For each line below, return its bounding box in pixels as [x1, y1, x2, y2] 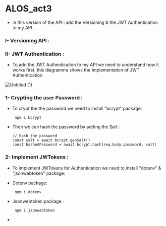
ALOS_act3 [5, 3, 52, 14]
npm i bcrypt [14, 115, 42, 120]
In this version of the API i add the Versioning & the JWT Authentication [12, 19, 158, 25]
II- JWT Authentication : [5, 50, 64, 57]
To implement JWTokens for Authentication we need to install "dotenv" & [12, 165, 162, 171]
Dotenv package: [12, 180, 48, 186]
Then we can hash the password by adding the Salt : [12, 124, 120, 130]
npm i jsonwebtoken [14, 208, 55, 213]
